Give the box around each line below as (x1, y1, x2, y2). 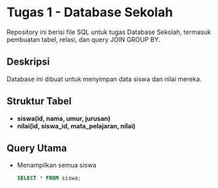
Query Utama (6, 142, 67, 154)
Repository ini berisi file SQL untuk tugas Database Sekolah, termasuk (6, 28, 211, 36)
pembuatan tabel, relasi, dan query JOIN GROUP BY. (6, 35, 160, 43)
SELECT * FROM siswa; (16, 175, 82, 182)
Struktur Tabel (6, 95, 72, 107)
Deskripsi (6, 56, 50, 68)
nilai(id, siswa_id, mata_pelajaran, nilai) (16, 121, 136, 130)
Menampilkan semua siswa (16, 161, 97, 170)
